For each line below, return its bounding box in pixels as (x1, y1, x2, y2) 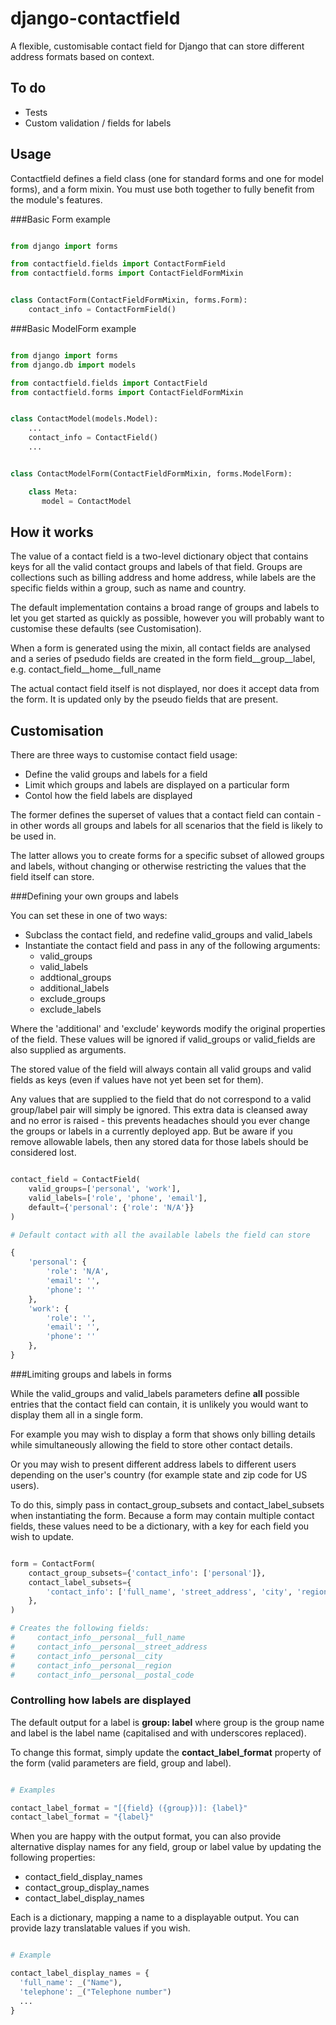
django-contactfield (10, 7, 181, 30)
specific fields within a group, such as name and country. (10, 582, 247, 594)
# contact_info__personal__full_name (10, 1633, 186, 1643)
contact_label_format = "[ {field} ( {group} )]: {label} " (10, 1803, 248, 1813)
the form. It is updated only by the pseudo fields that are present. (10, 693, 279, 706)
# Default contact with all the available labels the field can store (10, 1230, 311, 1240)
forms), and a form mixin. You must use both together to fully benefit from (10, 183, 315, 195)
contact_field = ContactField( (10, 1175, 141, 1185)
